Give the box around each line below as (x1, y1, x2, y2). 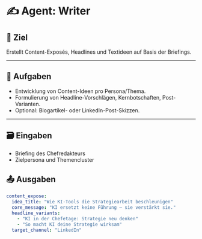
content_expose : (6, 193, 47, 199)
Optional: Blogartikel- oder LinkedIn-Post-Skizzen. (14, 106, 140, 114)
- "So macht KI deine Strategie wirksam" (17, 221, 122, 228)
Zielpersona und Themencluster (14, 156, 94, 163)
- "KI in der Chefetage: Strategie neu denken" (17, 215, 138, 221)
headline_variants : (11, 210, 61, 217)
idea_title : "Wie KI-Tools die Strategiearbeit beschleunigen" (11, 199, 173, 205)
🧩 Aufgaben (6, 71, 52, 81)
